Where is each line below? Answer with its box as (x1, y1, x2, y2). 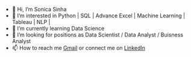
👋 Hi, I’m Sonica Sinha (11, 6, 67, 13)
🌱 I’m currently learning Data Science (11, 25, 105, 32)
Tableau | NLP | (11, 19, 51, 25)
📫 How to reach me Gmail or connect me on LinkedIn (11, 44, 146, 51)
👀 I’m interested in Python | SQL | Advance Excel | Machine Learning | (11, 12, 186, 19)
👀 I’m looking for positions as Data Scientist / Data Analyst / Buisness (11, 31, 184, 38)
